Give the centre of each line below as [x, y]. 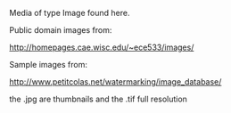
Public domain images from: [61, 30]
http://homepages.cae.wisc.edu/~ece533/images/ [102, 47]
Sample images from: [48, 65]
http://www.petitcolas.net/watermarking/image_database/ [115, 82]
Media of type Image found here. [70, 13]
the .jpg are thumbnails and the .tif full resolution [98, 99]
